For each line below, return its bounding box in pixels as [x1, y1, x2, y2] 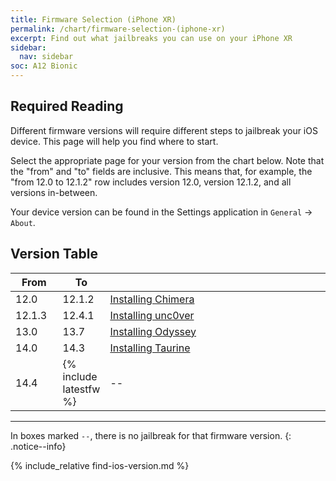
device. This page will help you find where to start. [10, 135, 219, 147]
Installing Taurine [109, 341, 191, 355]
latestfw [62, 382, 101, 396]
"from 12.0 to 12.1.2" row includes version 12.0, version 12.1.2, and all [10, 176, 292, 188]
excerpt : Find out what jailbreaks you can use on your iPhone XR [10, 33, 293, 43]
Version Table [10, 246, 98, 263]
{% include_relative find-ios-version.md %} [10, 459, 190, 471]
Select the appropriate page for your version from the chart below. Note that [10, 154, 325, 166]
